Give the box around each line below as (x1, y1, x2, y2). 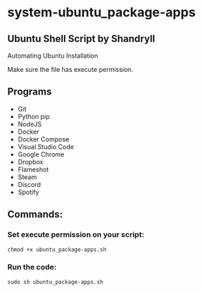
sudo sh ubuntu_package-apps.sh (7, 278, 103, 285)
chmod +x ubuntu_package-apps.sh (7, 246, 107, 253)
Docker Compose (17, 134, 70, 143)
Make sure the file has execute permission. (7, 65, 134, 73)
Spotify (17, 188, 39, 196)
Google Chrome (17, 150, 65, 159)
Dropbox (17, 157, 44, 166)
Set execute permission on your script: (7, 230, 145, 240)
